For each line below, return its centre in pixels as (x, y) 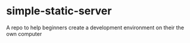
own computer (24, 33)
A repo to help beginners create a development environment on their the (95, 27)
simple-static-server (59, 11)
